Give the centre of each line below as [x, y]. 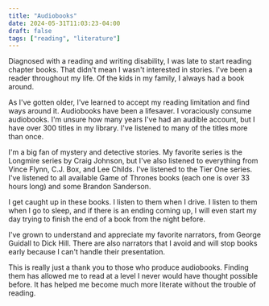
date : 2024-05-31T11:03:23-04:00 [64, 23]
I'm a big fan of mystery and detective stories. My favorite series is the [126, 152]
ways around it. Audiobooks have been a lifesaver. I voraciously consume [130, 111]
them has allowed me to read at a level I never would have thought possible [133, 276]
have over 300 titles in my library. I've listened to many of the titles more [128, 128]
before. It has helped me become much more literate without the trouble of [132, 285]
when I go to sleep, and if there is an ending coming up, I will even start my [133, 211]
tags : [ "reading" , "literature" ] [64, 38]
